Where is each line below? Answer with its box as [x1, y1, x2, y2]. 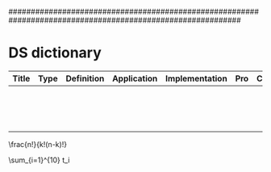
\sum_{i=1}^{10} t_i [8, 155, 70, 165]
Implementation [165, 73, 227, 84]
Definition [65, 73, 105, 84]
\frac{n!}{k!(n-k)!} [8, 139, 67, 149]
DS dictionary [8, 44, 102, 62]
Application [111, 73, 158, 84]
